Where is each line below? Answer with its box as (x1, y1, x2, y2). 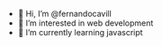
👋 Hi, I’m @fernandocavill (17, 9, 112, 19)
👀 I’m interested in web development (17, 18, 154, 28)
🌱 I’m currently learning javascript (17, 27, 143, 37)
